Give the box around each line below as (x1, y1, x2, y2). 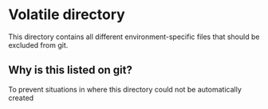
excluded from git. (8, 40, 69, 49)
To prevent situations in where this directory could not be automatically (8, 84, 242, 94)
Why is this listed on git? (8, 64, 133, 77)
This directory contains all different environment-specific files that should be (8, 32, 260, 41)
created (8, 93, 34, 103)
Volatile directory (8, 6, 125, 24)
